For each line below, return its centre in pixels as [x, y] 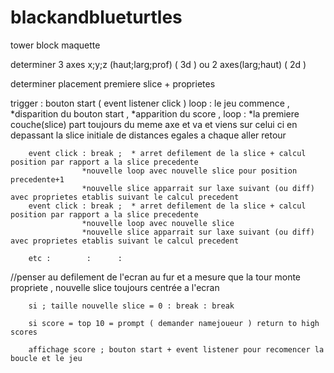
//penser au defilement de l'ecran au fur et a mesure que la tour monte [156, 277]
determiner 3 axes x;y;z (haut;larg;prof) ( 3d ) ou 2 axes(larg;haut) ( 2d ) [158, 64]
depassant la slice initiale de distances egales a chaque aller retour [148, 135]
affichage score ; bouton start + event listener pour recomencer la [176, 349]
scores [24, 332]
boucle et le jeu [46, 358]
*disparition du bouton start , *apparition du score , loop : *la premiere [155, 113]
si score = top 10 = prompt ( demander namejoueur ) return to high [174, 323]
